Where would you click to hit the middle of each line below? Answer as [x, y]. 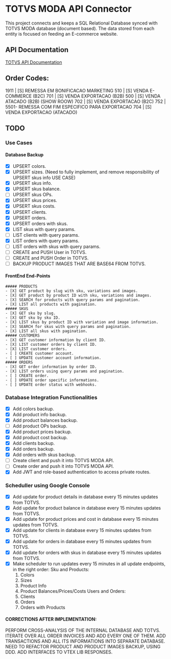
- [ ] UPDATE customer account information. [53, 358]
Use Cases [19, 142]
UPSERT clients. [30, 212]
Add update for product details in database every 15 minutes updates [85, 497]
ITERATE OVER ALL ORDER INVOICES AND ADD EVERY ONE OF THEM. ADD [86, 636]
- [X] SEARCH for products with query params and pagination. [73, 300]
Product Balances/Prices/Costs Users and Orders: [73, 591]
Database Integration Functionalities [52, 397]
